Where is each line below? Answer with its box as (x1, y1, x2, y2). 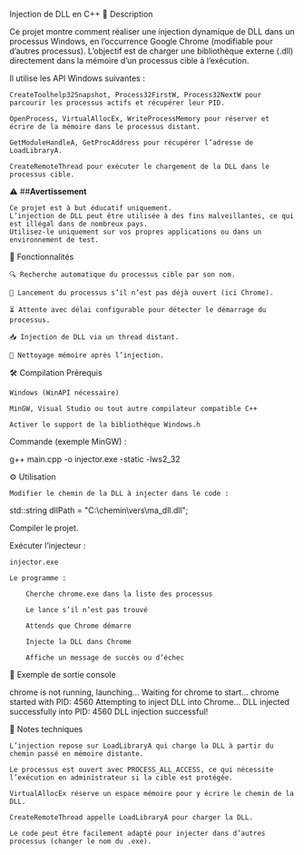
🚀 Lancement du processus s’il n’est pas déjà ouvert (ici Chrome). (9, 288, 274, 297)
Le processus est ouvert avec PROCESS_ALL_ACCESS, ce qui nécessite (9, 765, 274, 774)
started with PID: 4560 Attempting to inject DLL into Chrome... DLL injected (9, 697, 290, 707)
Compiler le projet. (9, 523, 79, 533)
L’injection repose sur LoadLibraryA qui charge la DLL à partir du (9, 741, 274, 750)
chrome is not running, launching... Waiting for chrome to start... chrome (9, 687, 279, 698)
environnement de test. (9, 236, 100, 245)
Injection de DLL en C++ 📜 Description (9, 9, 153, 19)
